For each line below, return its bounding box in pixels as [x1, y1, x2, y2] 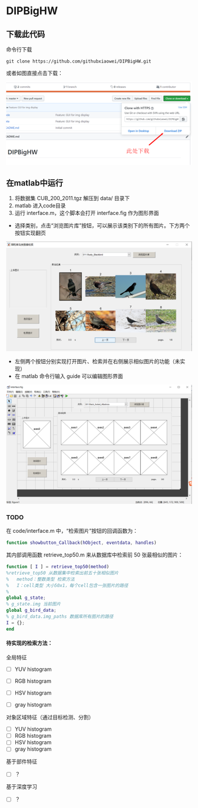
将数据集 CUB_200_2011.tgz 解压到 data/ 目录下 [14, 195, 130, 202]
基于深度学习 [6, 783, 37, 790]
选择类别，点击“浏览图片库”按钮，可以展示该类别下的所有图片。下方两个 [14, 222, 190, 229]
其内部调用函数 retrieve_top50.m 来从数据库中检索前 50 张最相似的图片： [6, 551, 183, 559]
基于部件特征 [6, 758, 37, 765]
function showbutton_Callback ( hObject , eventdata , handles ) [6, 540, 157, 546]
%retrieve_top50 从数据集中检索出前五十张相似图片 [6, 570, 119, 576]
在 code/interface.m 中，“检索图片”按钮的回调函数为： [6, 527, 138, 535]
